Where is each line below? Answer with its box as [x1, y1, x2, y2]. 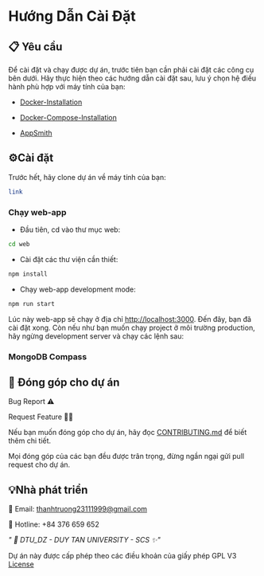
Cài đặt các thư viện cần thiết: [19, 254, 118, 264]
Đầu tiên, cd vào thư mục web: [19, 225, 121, 234]
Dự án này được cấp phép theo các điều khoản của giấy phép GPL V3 [8, 551, 237, 561]
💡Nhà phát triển [8, 483, 88, 496]
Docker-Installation [19, 97, 83, 107]
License [8, 559, 34, 569]
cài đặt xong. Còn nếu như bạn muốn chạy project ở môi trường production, [8, 323, 256, 332]
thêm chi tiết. [8, 436, 52, 445]
